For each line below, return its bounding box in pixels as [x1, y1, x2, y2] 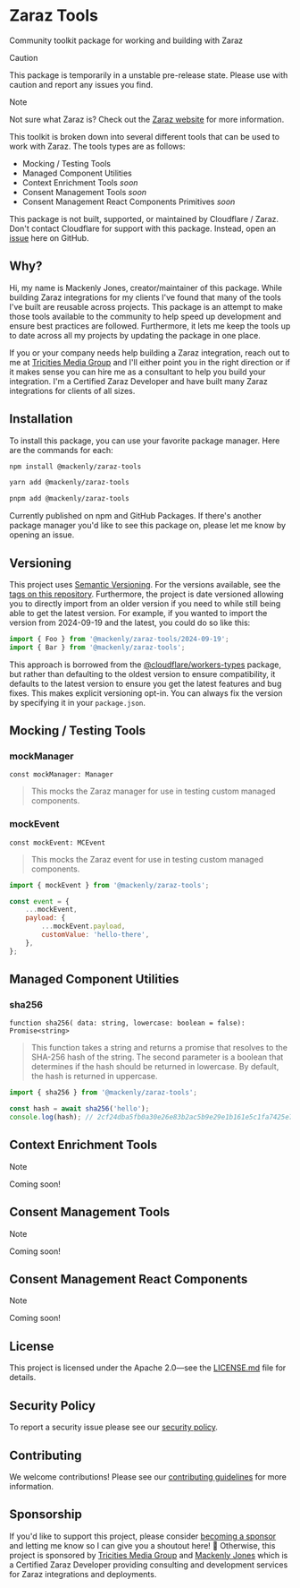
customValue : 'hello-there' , [41, 931, 150, 940]
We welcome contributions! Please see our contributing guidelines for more [9, 1471, 287, 1482]
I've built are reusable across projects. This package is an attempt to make [9, 301, 283, 312]
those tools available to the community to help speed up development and [9, 311, 282, 322]
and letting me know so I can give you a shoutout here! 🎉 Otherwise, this [9, 1540, 276, 1550]
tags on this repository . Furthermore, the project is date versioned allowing [9, 588, 284, 599]
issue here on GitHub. [9, 232, 89, 243]
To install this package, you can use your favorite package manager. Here [9, 435, 280, 446]
